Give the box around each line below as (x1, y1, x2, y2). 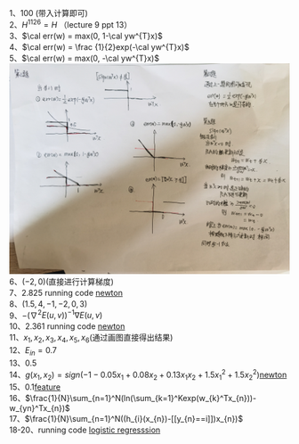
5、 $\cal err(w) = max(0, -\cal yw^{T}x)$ (9, 53, 160, 63)
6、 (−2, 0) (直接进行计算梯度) (9, 275, 114, 287)
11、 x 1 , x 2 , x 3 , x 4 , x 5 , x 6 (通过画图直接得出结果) (9, 333, 174, 345)
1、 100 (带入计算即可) (9, 8, 89, 18)
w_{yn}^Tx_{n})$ (9, 403, 70, 414)
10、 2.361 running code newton (9, 321, 125, 332)
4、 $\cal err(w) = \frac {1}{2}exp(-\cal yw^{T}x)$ (9, 41, 190, 52)
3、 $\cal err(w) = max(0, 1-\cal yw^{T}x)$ (9, 30, 163, 41)
